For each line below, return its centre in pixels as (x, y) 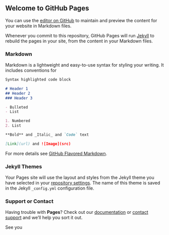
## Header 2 (18, 93)
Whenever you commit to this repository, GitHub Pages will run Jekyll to (80, 35)
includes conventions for (31, 71)
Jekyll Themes (24, 166)
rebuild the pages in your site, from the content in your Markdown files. (79, 41)
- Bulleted (17, 107)
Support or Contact (30, 201)
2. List (13, 126)
